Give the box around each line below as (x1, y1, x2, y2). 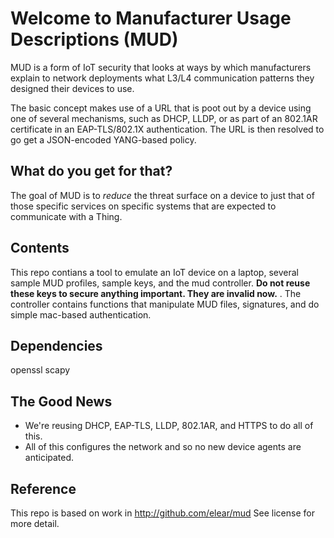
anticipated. (24, 452, 75, 464)
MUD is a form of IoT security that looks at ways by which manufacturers (10, 61, 312, 73)
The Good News (10, 393, 113, 410)
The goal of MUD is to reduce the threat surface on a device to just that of (10, 189, 315, 201)
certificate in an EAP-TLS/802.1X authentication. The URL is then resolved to (10, 123, 325, 135)
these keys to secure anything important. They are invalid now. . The (10, 287, 302, 299)
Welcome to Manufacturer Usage (10, 7, 292, 30)
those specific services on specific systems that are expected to (10, 200, 277, 212)
